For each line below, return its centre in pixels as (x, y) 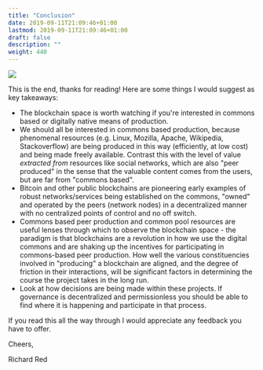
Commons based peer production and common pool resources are (127, 222)
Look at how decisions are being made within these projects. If (121, 289)
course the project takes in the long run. (84, 280)
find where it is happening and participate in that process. (113, 305)
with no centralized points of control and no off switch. (108, 213)
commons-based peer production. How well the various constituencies (134, 255)
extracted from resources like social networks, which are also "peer (129, 163)
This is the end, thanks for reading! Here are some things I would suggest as (131, 89)
